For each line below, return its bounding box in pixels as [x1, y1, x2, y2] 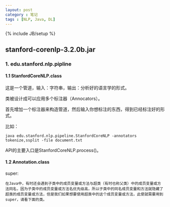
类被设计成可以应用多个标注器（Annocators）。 [5, 95, 103, 101]
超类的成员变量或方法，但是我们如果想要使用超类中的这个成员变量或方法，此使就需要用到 [5, 192, 163, 197]
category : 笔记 [5, 12, 38, 17]
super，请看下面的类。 [5, 197, 47, 202]
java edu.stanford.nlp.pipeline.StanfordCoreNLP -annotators [5, 133, 137, 138]
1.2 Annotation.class [5, 159, 50, 165]
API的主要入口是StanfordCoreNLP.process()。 [5, 147, 101, 153]
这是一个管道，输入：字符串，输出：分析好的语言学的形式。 [5, 84, 130, 91]
